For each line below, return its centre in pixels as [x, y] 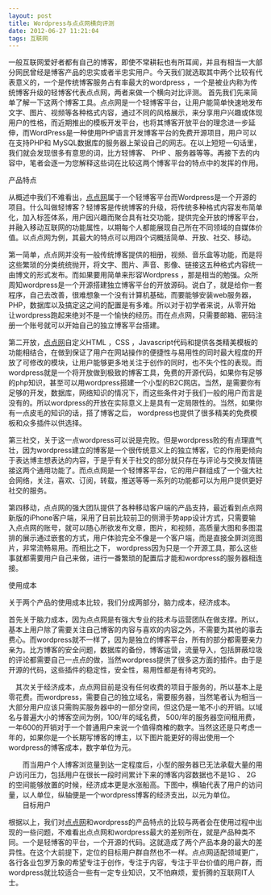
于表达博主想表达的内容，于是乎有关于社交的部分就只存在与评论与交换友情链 [135, 460]
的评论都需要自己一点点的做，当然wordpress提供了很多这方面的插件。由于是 [135, 660]
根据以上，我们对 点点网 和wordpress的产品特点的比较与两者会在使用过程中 [132, 822]
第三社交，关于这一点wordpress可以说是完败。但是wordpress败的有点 [125, 440]
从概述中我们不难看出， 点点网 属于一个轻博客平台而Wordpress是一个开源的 [132, 198]
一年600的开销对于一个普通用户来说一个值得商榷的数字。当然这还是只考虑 [132, 727]
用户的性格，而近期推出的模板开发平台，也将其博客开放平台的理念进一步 [128, 123]
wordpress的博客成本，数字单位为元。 [72, 747]
